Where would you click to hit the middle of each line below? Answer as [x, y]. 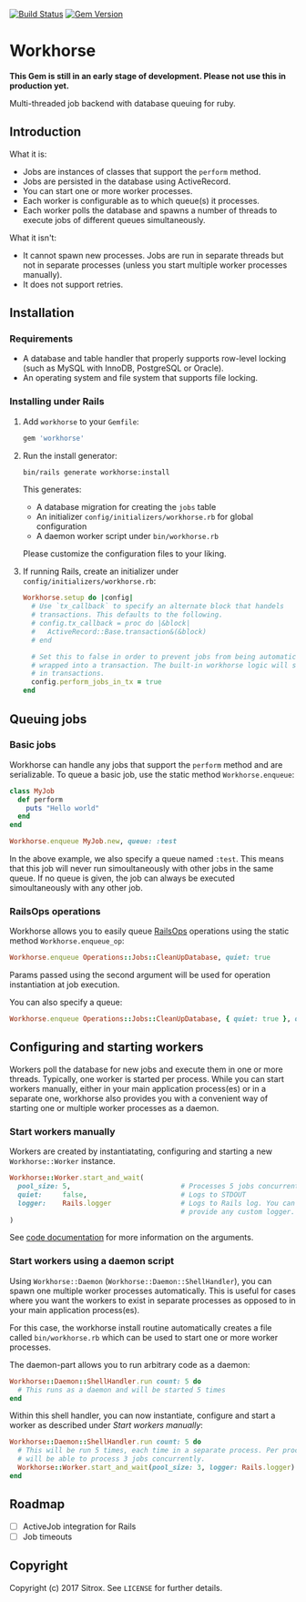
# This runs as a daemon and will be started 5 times [122, 1390]
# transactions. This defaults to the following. [127, 615]
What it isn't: [33, 238]
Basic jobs [33, 745]
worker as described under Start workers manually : [106, 1425]
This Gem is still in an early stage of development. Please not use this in [148, 76]
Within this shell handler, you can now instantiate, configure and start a [143, 1415]
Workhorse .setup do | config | [78, 598]
